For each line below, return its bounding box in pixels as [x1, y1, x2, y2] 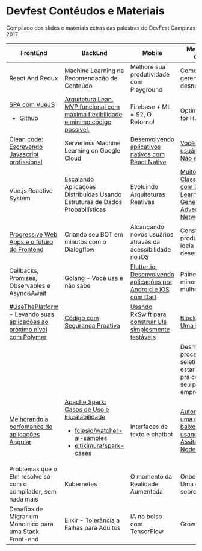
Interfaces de [130, 422, 168, 431]
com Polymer [9, 333, 47, 341]
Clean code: [9, 135, 43, 143]
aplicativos [130, 142, 161, 151]
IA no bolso [130, 512, 162, 520]
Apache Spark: [64, 397, 106, 406]
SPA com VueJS [9, 100, 55, 109]
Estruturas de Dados [64, 197, 122, 206]
